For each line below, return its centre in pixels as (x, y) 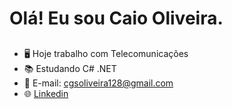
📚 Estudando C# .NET (70, 68)
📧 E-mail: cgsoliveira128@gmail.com (98, 83)
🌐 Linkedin (46, 93)
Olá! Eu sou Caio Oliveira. (116, 18)
